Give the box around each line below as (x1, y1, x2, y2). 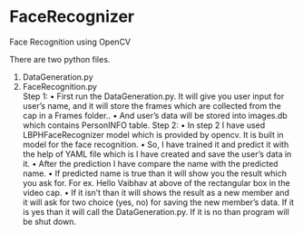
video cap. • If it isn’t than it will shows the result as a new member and (22, 187, 290, 198)
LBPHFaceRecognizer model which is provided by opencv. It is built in (22, 129, 284, 140)
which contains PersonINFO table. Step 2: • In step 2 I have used (22, 120, 266, 131)
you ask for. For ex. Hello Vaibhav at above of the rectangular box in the (22, 177, 290, 188)
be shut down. (22, 216, 77, 227)
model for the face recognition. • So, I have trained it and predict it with (22, 139, 289, 150)
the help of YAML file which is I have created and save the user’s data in (22, 148, 292, 160)
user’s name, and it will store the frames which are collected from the (22, 100, 281, 111)
